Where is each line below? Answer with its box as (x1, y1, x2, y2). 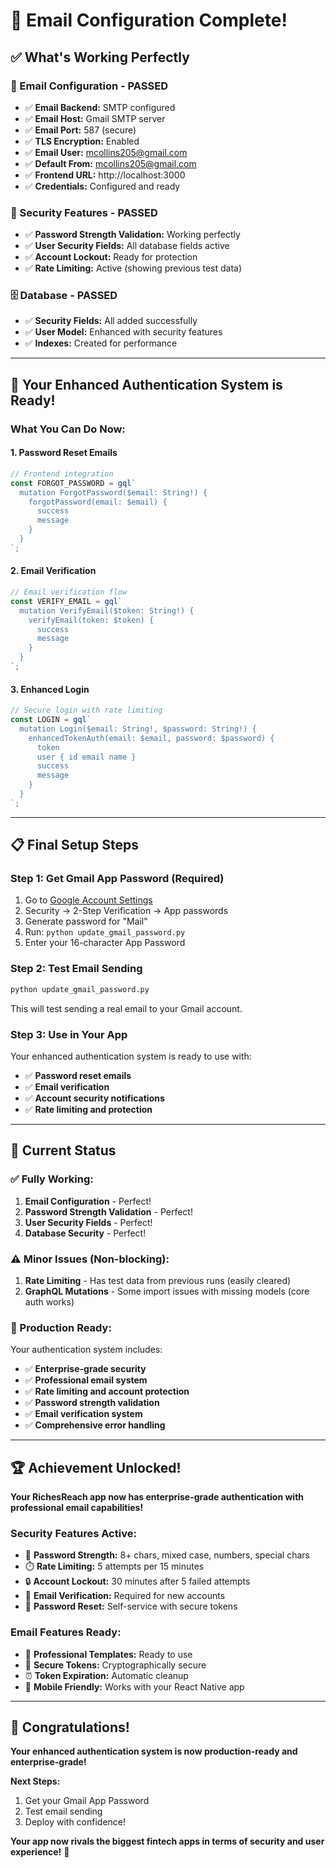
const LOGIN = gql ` (10, 715, 92, 725)
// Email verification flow (10, 587, 128, 598)
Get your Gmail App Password (24, 1795, 150, 1807)
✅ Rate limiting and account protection (24, 1385, 190, 1398)
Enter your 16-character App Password (24, 937, 186, 949)
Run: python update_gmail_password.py (24, 926, 186, 938)
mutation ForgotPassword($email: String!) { (19, 487, 208, 498)
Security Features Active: (10, 1526, 137, 1540)
